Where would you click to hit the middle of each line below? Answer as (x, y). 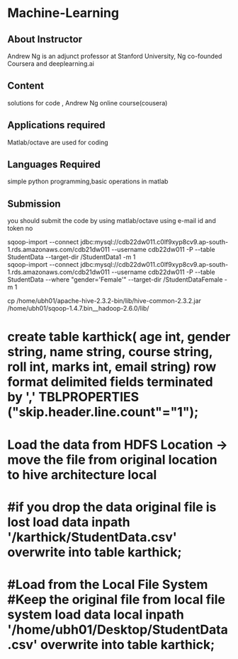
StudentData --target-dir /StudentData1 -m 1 (72, 257)
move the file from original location (112, 460)
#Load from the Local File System (108, 585)
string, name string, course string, (110, 352)
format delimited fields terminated (110, 382)
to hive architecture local (82, 475)
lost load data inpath (69, 522)
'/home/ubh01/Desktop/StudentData (118, 630)
